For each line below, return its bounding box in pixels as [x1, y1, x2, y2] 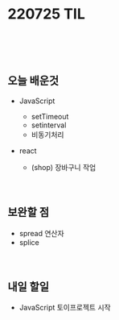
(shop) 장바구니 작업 [31, 162, 96, 172]
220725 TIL [7, 5, 85, 23]
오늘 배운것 [7, 74, 59, 88]
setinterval [31, 120, 67, 130]
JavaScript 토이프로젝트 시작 [18, 303, 111, 313]
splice [18, 237, 39, 247]
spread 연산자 [18, 228, 65, 238]
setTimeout [31, 111, 69, 121]
